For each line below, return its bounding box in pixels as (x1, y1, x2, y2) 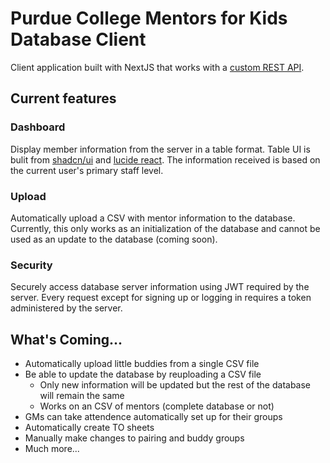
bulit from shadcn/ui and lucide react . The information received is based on (10, 153, 321, 166)
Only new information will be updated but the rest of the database (39, 379, 312, 391)
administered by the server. (10, 302, 123, 314)
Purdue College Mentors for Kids (10, 7, 288, 30)
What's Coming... (10, 331, 123, 348)
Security (10, 258, 53, 272)
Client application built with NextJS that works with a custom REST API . (10, 61, 305, 73)
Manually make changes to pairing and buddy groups (24, 432, 245, 444)
